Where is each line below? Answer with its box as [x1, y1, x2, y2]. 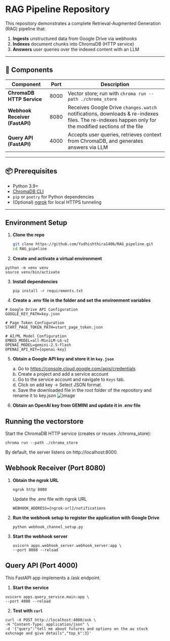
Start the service [12, 584, 49, 590]
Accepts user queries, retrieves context [67, 131, 162, 138]
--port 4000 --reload [5, 598, 51, 604]
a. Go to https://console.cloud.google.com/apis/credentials [12, 366, 136, 372]
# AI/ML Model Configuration [5, 334, 67, 339]
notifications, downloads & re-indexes [67, 110, 159, 117]
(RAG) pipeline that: [5, 25, 46, 31]
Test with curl [12, 608, 43, 614]
